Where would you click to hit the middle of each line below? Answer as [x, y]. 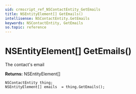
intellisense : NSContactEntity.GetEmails [47, 18]
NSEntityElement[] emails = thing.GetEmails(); [55, 87]
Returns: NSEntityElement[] [33, 74]
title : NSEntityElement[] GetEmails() [44, 14]
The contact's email [25, 65]
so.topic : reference [26, 27]
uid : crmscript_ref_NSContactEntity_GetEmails [53, 9]
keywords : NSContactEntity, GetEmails [44, 23]
